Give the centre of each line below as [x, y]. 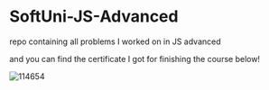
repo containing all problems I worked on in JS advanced [115, 41]
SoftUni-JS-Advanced [94, 17]
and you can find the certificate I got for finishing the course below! [134, 58]
